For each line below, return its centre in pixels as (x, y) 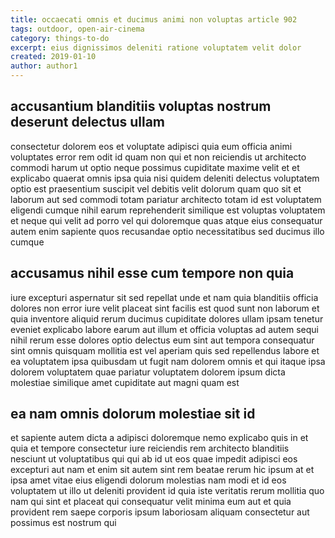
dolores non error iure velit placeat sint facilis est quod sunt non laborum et (165, 308)
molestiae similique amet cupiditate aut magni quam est (125, 382)
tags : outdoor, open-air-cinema (77, 29)
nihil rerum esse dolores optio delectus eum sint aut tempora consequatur (162, 340)
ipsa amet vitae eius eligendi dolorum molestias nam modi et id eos (148, 480)
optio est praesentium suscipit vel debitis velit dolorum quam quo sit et (156, 188)
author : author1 (44, 66)
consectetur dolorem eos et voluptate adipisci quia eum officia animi (151, 146)
